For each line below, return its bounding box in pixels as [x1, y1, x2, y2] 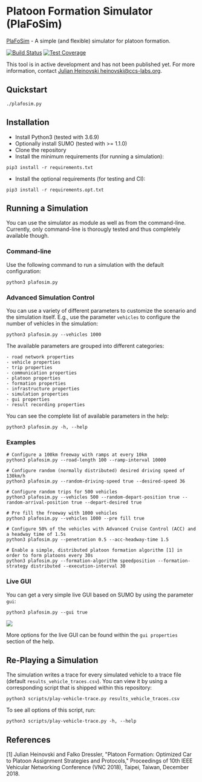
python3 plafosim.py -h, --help [6, 424, 88, 430]
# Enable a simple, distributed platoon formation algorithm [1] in [6, 547, 183, 553]
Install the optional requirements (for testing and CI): [15, 175, 146, 182]
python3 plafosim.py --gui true [6, 609, 88, 615]
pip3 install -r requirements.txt [6, 164, 94, 170]
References [6, 735, 51, 745]
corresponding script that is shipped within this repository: [6, 684, 152, 692]
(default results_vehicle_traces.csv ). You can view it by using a [6, 678, 168, 685]
